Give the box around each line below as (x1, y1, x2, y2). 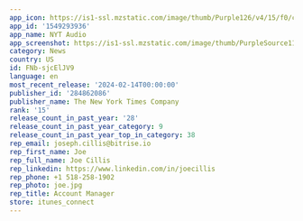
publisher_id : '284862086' (9, 88, 111, 97)
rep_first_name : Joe (9, 147, 87, 156)
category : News (9, 47, 67, 56)
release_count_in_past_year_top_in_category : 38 (9, 131, 196, 140)
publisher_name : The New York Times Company (9, 97, 179, 106)
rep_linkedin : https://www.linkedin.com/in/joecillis (9, 164, 216, 173)
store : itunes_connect (9, 198, 95, 207)
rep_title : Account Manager (9, 189, 115, 198)
